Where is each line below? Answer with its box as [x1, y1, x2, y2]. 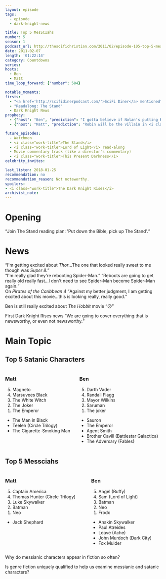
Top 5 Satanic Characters [5, 355, 85, 363]
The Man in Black [12, 417, 48, 423]
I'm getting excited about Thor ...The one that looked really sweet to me [7, 262, 152, 268]
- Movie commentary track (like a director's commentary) [9, 149, 132, 154]
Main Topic [5, 336, 52, 347]
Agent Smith [86, 428, 112, 434]
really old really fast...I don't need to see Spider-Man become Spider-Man [5, 278, 155, 284]
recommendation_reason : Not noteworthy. [5, 176, 90, 181]
